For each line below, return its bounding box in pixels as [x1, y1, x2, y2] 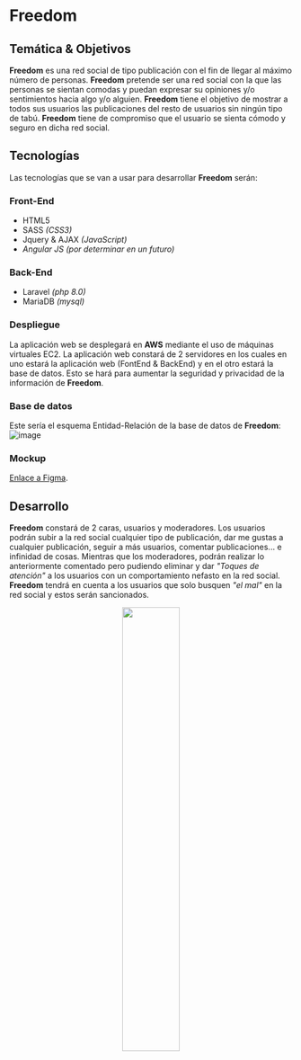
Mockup [9, 451, 47, 464]
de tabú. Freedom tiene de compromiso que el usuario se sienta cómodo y [9, 113, 286, 123]
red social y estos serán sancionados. [9, 590, 150, 601]
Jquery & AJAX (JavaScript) [22, 235, 128, 245]
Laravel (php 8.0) [22, 287, 86, 298]
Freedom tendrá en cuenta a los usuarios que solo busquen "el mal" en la [9, 580, 283, 591]
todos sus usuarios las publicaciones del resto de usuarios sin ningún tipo [9, 103, 283, 113]
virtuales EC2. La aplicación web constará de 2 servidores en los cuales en [9, 348, 288, 360]
